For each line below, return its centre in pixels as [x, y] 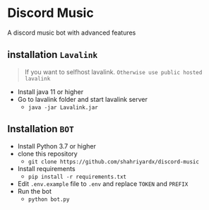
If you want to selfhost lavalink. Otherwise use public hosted [113, 71]
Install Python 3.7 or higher [57, 146]
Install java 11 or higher [50, 92]
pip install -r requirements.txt [77, 177]
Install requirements [46, 168]
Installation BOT [41, 129]
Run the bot [34, 191]
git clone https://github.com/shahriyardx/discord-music [114, 162]
